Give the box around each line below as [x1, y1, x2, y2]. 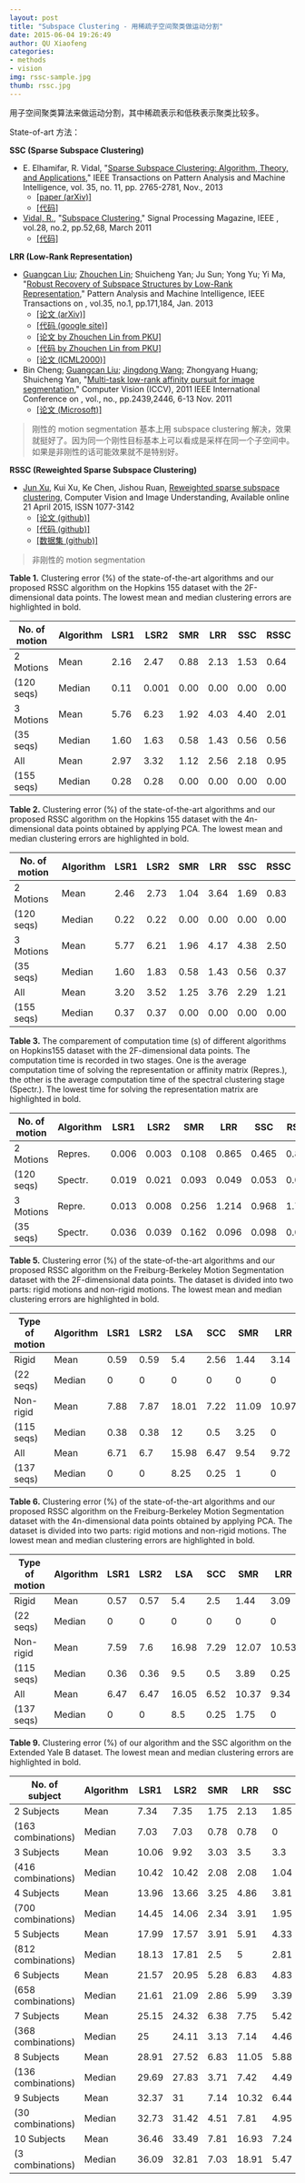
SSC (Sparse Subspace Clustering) [9, 145, 144, 156]
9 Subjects [14, 2091, 61, 2104]
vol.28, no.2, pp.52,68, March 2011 [22, 222, 152, 233]
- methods [9, 56, 47, 65]
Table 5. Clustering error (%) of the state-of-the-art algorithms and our [9, 1255, 275, 1266]
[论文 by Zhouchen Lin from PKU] [35, 331, 162, 342]
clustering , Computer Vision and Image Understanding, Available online [22, 491, 290, 502]
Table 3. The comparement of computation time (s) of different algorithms [9, 1035, 287, 1046]
